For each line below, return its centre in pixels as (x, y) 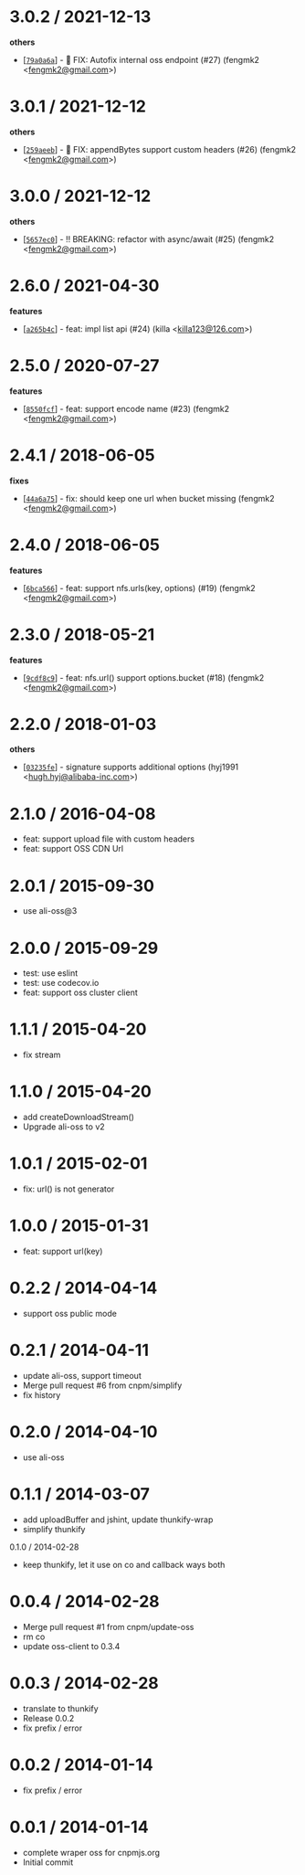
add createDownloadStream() (79, 1118)
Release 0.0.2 (48, 1718)
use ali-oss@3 (50, 911)
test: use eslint (50, 973)
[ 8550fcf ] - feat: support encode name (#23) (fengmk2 (126, 408)
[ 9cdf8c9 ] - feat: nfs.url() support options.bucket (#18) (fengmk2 (143, 677)
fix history (42, 1394)
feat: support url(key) (63, 1251)
